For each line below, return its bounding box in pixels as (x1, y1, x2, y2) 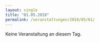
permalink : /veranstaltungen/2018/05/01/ (5, 17, 95, 22)
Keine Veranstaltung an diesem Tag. (5, 31, 82, 37)
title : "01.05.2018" (5, 12, 50, 17)
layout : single (5, 7, 38, 13)
